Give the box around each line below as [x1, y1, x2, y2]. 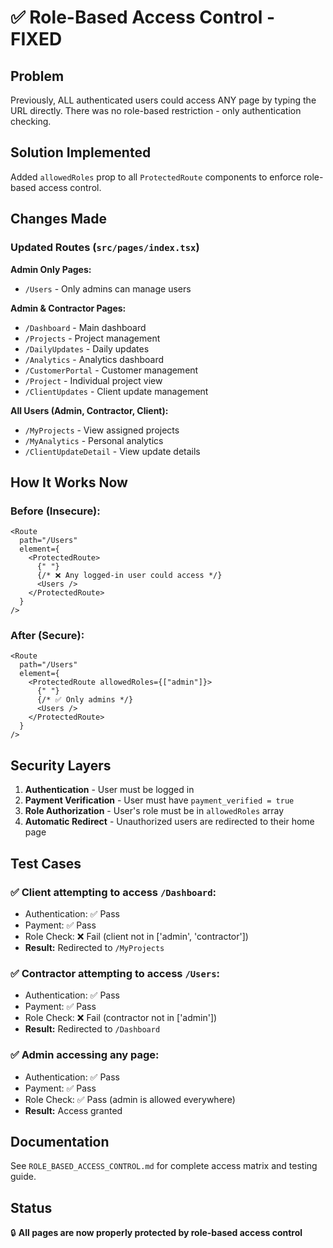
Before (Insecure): [10, 504, 101, 518]
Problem [10, 67, 65, 85]
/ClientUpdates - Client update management [24, 385, 209, 397]
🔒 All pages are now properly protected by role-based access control [10, 1227, 303, 1239]
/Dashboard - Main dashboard [24, 321, 147, 333]
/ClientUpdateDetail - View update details [24, 445, 201, 457]
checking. [10, 116, 52, 127]
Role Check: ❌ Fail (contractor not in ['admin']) [24, 1012, 218, 1024]
